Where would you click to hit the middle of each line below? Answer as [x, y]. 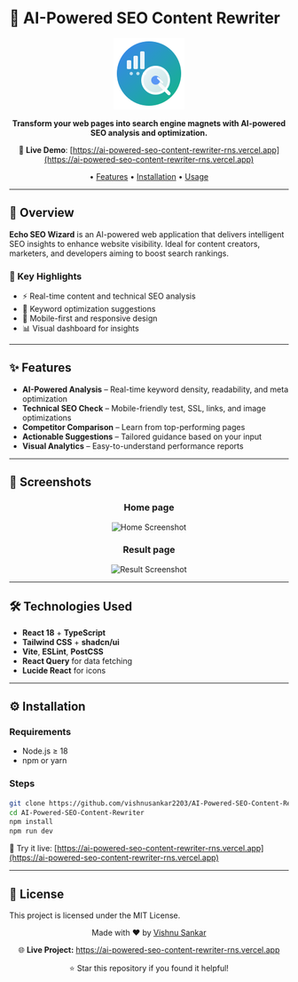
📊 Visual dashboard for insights [80, 329]
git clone [27, 803]
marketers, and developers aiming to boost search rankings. [119, 253]
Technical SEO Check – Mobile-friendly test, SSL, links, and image [144, 408]
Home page [149, 507]
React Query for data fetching [77, 660]
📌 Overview [42, 213]
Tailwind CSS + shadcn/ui [71, 642]
